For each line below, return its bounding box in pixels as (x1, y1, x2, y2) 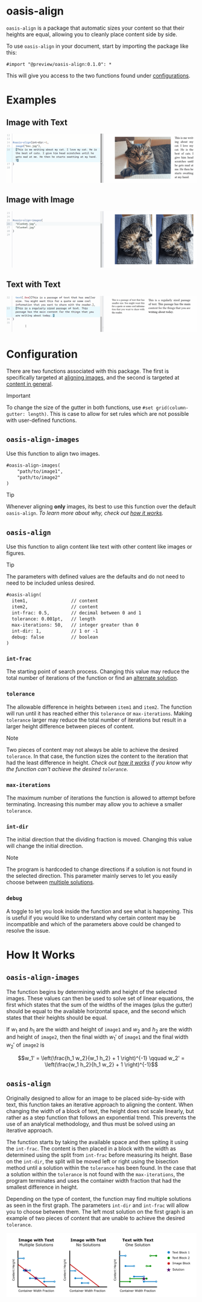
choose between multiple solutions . (6, 879, 95, 886)
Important (6, 392, 31, 399)
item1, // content (11, 598, 98, 604)
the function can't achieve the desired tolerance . (6, 765, 128, 772)
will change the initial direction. (6, 843, 83, 850)
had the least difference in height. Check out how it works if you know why (6, 758, 192, 766)
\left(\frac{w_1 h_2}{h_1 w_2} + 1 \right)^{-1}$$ (44, 1061, 159, 1068)
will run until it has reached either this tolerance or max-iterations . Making (6, 709, 192, 717)
